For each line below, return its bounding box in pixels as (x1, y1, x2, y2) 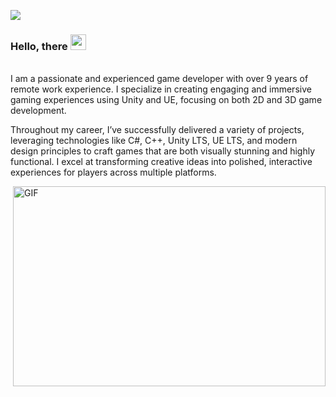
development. (10, 105, 67, 117)
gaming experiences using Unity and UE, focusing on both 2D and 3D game (10, 94, 323, 106)
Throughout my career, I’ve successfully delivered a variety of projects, (10, 124, 305, 136)
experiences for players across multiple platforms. (10, 166, 217, 179)
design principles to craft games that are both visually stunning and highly (10, 145, 316, 157)
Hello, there (10, 39, 68, 53)
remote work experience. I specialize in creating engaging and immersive (10, 83, 312, 95)
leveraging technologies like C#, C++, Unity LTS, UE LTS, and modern (10, 135, 298, 147)
